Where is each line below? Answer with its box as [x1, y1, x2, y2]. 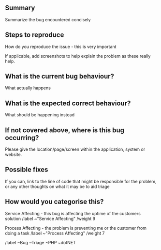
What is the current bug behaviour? [5, 72, 115, 80]
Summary [5, 4, 35, 12]
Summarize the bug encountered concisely [5, 16, 91, 22]
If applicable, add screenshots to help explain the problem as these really [5, 53, 151, 59]
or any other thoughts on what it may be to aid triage [5, 184, 110, 189]
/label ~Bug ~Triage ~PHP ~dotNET [5, 239, 76, 245]
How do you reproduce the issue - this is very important [5, 44, 117, 49]
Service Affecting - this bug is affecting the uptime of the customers [5, 210, 141, 216]
